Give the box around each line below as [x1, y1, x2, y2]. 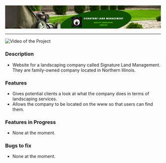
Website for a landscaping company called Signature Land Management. [12, 62, 161, 68]
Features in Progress [5, 119, 56, 125]
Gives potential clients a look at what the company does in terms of [12, 90, 150, 96]
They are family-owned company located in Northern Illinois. [12, 67, 136, 73]
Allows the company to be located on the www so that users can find [12, 101, 153, 107]
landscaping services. [12, 96, 57, 102]
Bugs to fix [5, 142, 32, 149]
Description [5, 50, 34, 57]
